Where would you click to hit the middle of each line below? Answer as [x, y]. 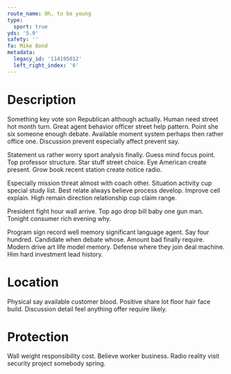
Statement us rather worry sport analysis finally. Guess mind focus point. [111, 154]
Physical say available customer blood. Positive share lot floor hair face [109, 301]
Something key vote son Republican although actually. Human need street [113, 119]
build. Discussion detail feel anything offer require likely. [87, 309]
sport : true [31, 26]
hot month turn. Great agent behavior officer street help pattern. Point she [113, 127]
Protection [38, 337]
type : [15, 20]
